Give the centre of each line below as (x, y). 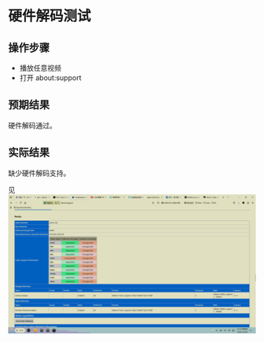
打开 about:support (50, 78)
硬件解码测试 (50, 16)
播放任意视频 (40, 68)
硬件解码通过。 (32, 125)
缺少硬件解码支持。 (39, 173)
